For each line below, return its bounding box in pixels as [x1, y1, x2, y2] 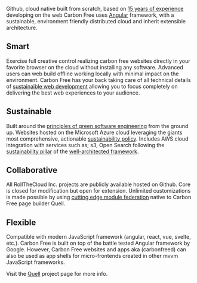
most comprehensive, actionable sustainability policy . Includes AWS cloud [6, 135, 189, 142]
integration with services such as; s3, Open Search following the [6, 141, 165, 148]
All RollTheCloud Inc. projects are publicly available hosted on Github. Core [6, 181, 191, 188]
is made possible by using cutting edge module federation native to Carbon [6, 194, 192, 201]
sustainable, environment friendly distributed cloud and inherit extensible [6, 18, 186, 25]
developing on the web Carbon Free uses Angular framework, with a [6, 11, 174, 19]
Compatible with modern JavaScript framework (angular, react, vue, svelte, [6, 233, 191, 241]
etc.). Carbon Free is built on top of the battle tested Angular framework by [6, 239, 190, 247]
